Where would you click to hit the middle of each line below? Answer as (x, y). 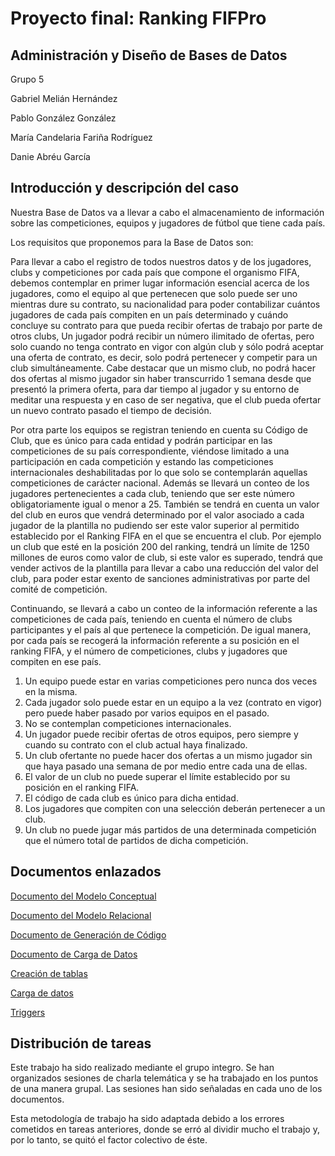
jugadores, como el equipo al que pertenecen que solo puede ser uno (154, 293)
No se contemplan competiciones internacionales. (128, 723)
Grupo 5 (27, 79)
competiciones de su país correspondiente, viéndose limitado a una (150, 451)
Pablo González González (63, 118)
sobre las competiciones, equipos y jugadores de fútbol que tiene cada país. (168, 223)
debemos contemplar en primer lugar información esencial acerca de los (160, 283)
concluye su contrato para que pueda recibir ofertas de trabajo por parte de (166, 325)
